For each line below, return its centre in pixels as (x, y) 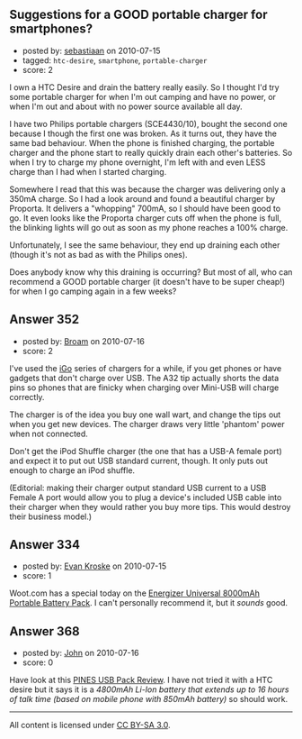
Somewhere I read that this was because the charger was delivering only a (147, 189)
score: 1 (37, 576)
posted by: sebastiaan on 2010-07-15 (91, 50)
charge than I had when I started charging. (88, 171)
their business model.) (51, 516)
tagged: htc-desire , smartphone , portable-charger (115, 60)
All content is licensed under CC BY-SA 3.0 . (90, 725)
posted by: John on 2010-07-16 (80, 653)
